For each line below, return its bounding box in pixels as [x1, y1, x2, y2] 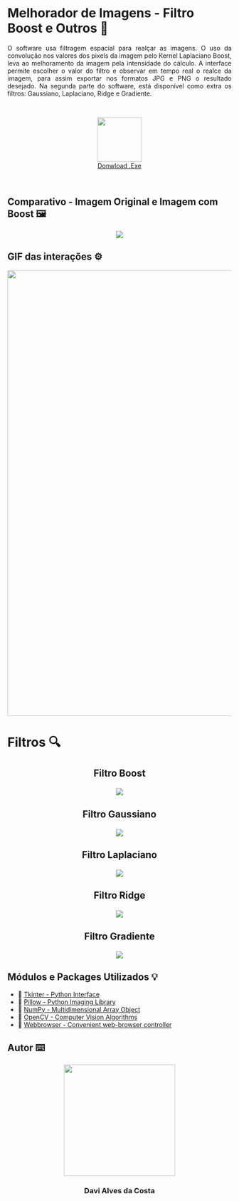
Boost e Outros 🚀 [7, 20, 109, 36]
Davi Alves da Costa [84, 1186, 155, 1196]
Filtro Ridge [93, 889, 146, 901]
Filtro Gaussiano [83, 808, 156, 820]
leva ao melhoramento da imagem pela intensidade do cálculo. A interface [7, 58, 232, 67]
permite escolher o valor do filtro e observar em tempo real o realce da [7, 66, 232, 75]
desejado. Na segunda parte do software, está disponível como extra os [7, 81, 232, 90]
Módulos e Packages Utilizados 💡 [7, 971, 159, 983]
